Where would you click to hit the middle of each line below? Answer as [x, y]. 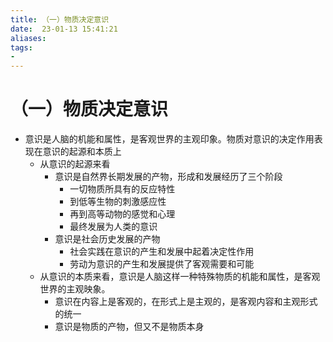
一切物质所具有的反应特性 [122, 189]
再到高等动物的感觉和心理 [122, 214]
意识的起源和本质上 [82, 152]
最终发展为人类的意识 [113, 227]
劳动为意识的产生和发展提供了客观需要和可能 [162, 264]
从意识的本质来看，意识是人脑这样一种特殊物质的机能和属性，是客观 [180, 277]
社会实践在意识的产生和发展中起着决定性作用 [162, 252]
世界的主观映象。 [75, 289]
